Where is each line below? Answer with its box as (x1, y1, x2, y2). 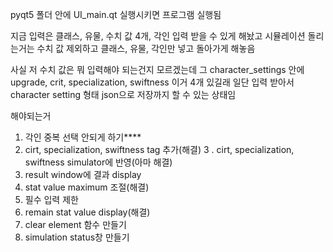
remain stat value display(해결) (24, 206, 151, 218)
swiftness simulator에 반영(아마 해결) (24, 156, 173, 168)
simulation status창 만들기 (24, 231, 130, 243)
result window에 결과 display (24, 169, 142, 180)
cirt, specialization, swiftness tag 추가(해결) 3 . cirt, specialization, (24, 144, 295, 155)
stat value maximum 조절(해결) (24, 181, 150, 193)
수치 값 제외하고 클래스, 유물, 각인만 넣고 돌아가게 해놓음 (36, 43, 256, 54)
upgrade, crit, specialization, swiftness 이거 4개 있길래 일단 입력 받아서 (10, 76, 295, 88)
